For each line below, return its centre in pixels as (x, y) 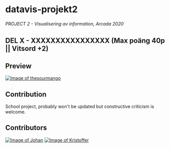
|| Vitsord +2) (27, 49)
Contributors (26, 128)
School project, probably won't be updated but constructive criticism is (80, 107)
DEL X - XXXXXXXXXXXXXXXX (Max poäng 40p (85, 41)
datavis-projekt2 (41, 9)
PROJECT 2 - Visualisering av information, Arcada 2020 (64, 23)
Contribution (26, 94)
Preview (19, 66)
